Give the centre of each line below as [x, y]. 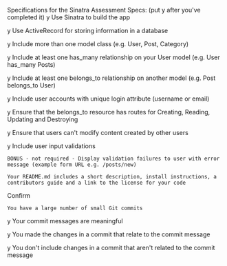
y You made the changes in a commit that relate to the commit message [109, 234]
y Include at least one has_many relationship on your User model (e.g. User [113, 57]
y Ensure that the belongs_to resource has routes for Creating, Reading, [109, 112]
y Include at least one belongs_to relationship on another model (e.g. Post [111, 78]
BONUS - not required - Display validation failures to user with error [113, 158]
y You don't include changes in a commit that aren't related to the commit [111, 248]
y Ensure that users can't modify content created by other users [98, 133]
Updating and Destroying [43, 119]
